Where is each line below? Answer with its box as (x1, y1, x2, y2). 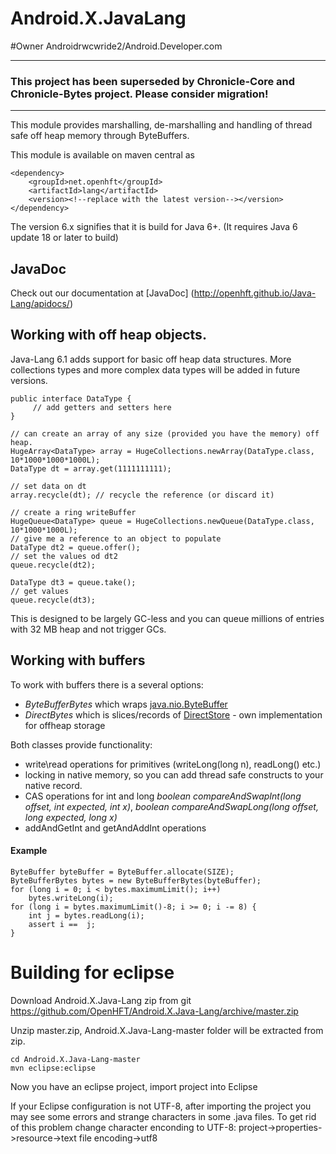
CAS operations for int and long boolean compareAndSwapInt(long (24, 790, 302, 802)
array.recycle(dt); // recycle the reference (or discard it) (10, 490, 275, 500)
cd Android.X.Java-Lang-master (10, 1054, 141, 1064)
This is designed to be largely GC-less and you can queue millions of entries (10, 612, 325, 624)
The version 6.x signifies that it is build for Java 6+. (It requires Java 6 (10, 221, 298, 233)
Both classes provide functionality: (10, 738, 153, 751)
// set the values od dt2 (10, 551, 118, 561)
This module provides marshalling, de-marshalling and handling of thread (10, 119, 313, 131)
